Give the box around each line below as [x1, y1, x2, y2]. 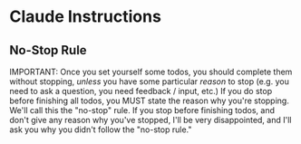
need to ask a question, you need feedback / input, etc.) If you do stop [9, 86, 273, 96]
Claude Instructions [9, 6, 161, 27]
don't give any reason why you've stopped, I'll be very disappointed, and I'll [9, 115, 292, 125]
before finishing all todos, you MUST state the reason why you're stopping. [9, 95, 290, 106]
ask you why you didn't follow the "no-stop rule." [9, 124, 192, 135]
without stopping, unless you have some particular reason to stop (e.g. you [9, 76, 290, 87]
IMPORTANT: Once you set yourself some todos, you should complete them [9, 66, 293, 77]
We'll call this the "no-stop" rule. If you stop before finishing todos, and [9, 105, 275, 115]
